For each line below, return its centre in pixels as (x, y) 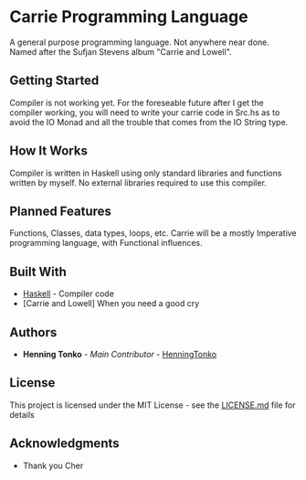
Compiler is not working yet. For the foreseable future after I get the (137, 102)
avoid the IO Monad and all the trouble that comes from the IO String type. (149, 122)
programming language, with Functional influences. (106, 243)
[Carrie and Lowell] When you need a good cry (111, 304)
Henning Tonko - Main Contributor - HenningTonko (120, 354)
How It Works (49, 151)
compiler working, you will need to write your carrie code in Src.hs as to (145, 112)
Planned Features (61, 211)
